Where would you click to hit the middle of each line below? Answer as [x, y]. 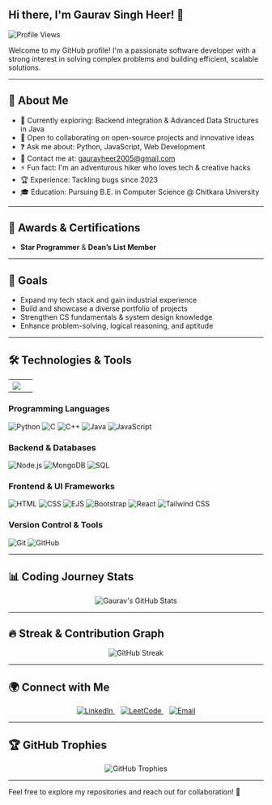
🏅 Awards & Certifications [74, 228]
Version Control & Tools [56, 525]
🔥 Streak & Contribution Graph [86, 633]
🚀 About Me [38, 101]
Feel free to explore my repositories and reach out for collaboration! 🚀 [125, 792]
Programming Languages [59, 409]
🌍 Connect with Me [59, 687]
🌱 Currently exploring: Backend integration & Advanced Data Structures [139, 120]
